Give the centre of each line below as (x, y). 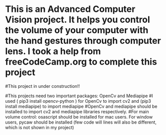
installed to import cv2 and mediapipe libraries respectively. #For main (77, 111)
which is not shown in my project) (40, 127)
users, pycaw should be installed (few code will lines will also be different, (81, 122)
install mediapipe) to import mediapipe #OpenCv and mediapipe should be (81, 106)
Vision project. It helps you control (78, 20)
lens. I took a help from (53, 51)
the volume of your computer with (77, 30)
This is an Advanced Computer (70, 9)
